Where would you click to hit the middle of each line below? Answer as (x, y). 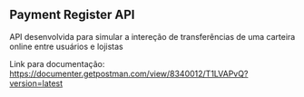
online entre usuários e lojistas (67, 46)
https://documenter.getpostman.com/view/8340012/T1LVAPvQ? (129, 73)
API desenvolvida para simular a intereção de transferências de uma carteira (152, 36)
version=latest (36, 83)
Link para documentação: (57, 63)
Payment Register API (72, 15)
